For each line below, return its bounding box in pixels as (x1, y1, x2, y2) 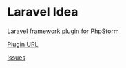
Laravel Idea (7, 4, 78, 20)
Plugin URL (7, 40, 39, 48)
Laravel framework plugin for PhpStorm (7, 27, 119, 35)
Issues (7, 53, 26, 62)
